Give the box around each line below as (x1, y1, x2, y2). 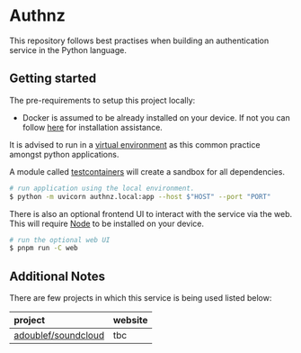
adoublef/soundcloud (13, 330, 105, 342)
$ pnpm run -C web (9, 244, 78, 253)
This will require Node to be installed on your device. (9, 218, 205, 229)
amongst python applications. (9, 149, 120, 159)
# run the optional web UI (9, 235, 111, 244)
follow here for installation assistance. (22, 122, 164, 132)
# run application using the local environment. (9, 184, 195, 193)
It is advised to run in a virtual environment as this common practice (9, 139, 261, 149)
